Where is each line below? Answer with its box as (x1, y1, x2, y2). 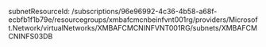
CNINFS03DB (8, 31, 53, 41)
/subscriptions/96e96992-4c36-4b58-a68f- (71, 7, 218, 16)
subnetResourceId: (8, 7, 70, 16)
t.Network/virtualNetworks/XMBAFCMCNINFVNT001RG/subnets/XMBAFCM (8, 23, 258, 32)
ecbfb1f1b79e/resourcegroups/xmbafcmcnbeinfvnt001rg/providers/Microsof (8, 15, 258, 24)
